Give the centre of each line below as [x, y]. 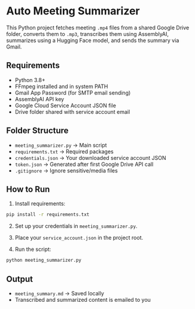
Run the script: [33, 249]
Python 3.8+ [30, 80]
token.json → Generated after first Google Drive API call [84, 164]
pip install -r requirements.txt [48, 215]
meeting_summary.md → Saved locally [60, 293]
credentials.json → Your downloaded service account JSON [90, 157]
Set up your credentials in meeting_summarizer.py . [76, 226]
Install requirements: [40, 204]
